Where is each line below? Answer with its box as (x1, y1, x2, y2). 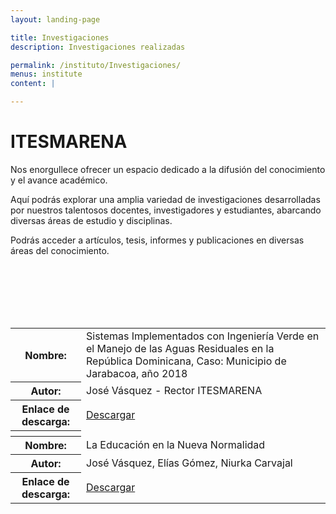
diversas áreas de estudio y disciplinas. (10, 214, 173, 226)
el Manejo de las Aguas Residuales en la (86, 341, 275, 355)
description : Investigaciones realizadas (10, 42, 186, 52)
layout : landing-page (10, 14, 101, 25)
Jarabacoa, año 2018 (86, 366, 188, 380)
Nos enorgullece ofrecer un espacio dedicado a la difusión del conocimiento (10, 163, 326, 175)
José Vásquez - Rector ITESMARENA (86, 384, 263, 398)
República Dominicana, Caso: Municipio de (86, 354, 287, 368)
